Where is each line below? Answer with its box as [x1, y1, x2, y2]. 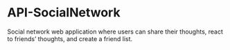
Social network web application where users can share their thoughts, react [7, 27, 224, 36]
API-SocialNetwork [7, 5, 121, 21]
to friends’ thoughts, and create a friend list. [7, 34, 133, 42]
